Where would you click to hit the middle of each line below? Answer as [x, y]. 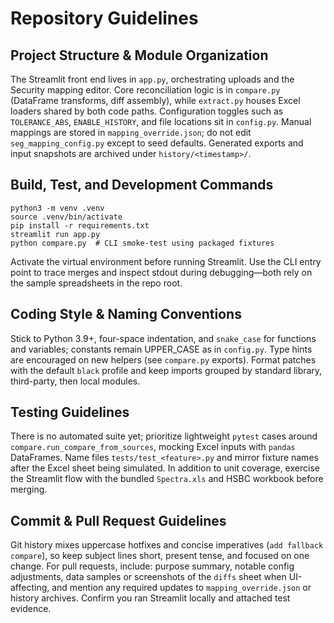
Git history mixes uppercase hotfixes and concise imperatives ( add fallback [167, 545]
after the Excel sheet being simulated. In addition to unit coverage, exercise [165, 468]
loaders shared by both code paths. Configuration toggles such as [147, 111]
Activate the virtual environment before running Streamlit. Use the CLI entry [166, 261]
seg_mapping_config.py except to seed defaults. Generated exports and [157, 143]
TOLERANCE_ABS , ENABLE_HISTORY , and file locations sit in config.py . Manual [161, 121]
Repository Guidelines [104, 18]
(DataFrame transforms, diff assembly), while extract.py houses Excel [155, 100]
